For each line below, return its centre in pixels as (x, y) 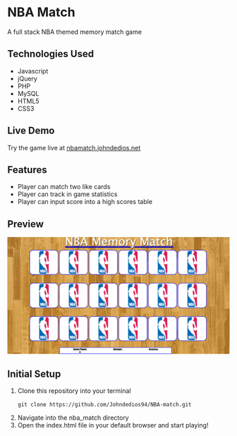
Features (27, 170)
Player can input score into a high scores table (85, 202)
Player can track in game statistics (67, 194)
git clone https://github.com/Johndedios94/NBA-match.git (104, 405)
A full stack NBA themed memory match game (75, 32)
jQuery (27, 78)
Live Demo (31, 131)
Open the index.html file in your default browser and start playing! (113, 425)
